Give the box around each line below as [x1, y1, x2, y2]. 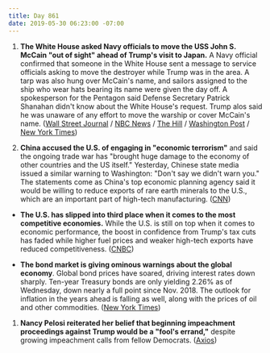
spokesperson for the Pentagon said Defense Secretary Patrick [19, 93, 231, 102]
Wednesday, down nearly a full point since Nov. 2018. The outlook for [19, 285, 251, 295]
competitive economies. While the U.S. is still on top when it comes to [19, 218, 255, 228]
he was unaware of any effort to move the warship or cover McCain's [19, 110, 251, 119]
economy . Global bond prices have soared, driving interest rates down [19, 268, 255, 278]
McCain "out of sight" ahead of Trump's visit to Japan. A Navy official [19, 50, 258, 60]
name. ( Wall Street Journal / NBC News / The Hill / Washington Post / [19, 118, 250, 128]
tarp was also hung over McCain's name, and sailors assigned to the [19, 76, 247, 85]
